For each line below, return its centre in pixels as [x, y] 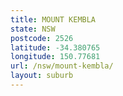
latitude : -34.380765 [55, 47]
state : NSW [33, 29]
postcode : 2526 [42, 38]
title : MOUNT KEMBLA [53, 19]
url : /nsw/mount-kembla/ [62, 66]
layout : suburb [42, 76]
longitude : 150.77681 [55, 57]
